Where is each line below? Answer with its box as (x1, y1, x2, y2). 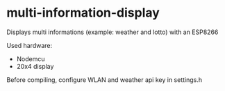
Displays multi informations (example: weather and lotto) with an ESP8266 (6, 28, 219, 36)
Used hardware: (6, 41, 53, 49)
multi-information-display (6, 5, 160, 21)
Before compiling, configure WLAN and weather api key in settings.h (6, 75, 203, 84)
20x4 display (16, 62, 54, 70)
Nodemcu (16, 54, 46, 63)
